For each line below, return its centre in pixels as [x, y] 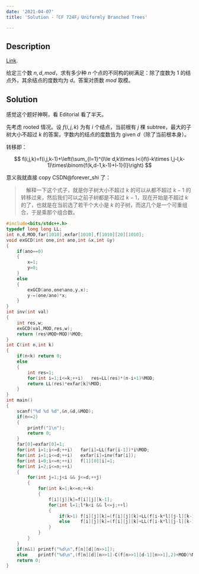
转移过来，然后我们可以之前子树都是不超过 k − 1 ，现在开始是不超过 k [104, 198]
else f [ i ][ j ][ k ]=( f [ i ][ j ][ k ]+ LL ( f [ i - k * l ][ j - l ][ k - [126, 522]
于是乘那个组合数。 [54, 213]
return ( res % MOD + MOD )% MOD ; [50, 334]
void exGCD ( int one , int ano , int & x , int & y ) [61, 240]
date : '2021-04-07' [30, 12]
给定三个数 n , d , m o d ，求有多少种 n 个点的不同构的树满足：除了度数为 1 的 [96, 73]
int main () [20, 400]
